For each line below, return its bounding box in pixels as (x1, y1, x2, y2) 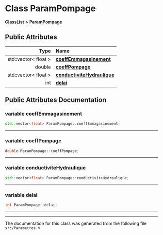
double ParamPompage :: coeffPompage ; (5, 149, 79, 153)
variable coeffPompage (5, 137, 62, 144)
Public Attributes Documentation (5, 96, 107, 104)
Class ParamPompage (5, 3, 96, 14)
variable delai (5, 191, 38, 198)
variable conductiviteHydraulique (5, 165, 86, 171)
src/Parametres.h (5, 225, 40, 231)
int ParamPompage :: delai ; (5, 202, 57, 207)
